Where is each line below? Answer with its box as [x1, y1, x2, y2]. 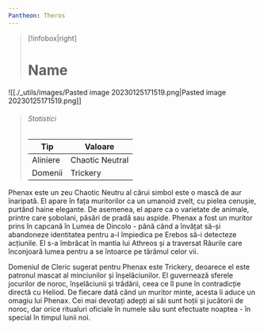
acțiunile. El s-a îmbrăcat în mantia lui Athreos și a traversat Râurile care [8, 238, 243, 247]
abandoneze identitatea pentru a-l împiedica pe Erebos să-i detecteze [8, 229, 237, 239]
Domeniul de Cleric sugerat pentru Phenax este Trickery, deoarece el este [8, 262, 251, 271]
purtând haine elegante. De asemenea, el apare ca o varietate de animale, [8, 204, 250, 214]
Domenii [31, 167, 63, 178]
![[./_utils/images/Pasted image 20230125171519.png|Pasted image [8, 87, 227, 97]
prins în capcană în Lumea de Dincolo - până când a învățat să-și [8, 221, 221, 231]
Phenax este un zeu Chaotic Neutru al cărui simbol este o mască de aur [8, 187, 242, 197]
